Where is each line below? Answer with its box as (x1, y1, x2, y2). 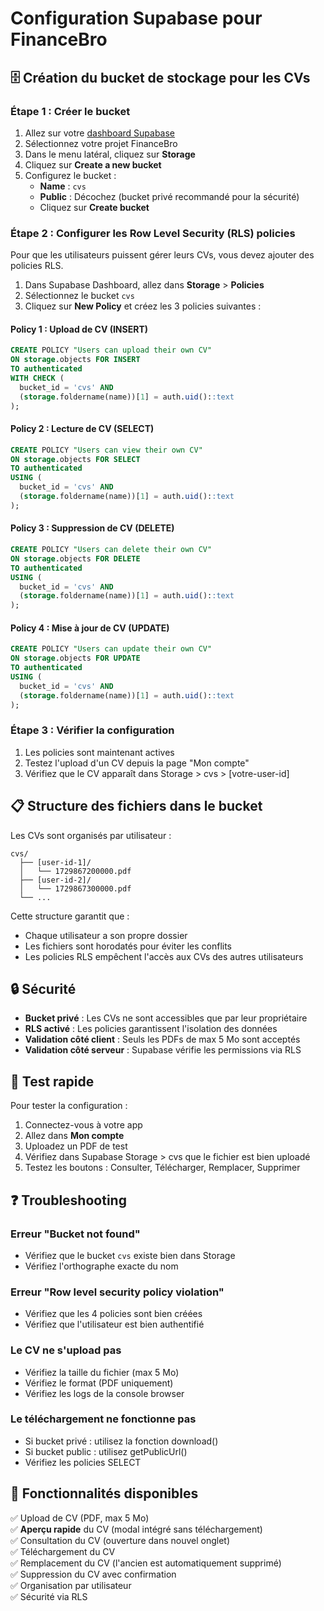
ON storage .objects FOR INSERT (10, 355, 141, 365)
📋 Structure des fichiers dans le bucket (10, 798, 263, 815)
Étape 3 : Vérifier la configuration (10, 723, 175, 737)
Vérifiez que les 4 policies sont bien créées (24, 1308, 203, 1320)
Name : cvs (39, 180, 87, 192)
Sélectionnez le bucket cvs (24, 290, 135, 302)
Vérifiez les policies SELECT (24, 1456, 142, 1468)
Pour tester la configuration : (10, 1100, 128, 1112)
